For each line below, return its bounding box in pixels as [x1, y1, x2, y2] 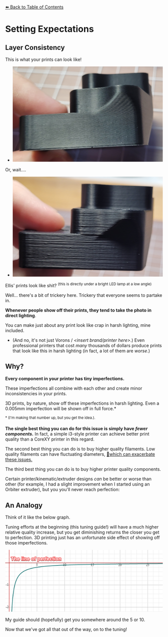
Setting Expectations [5, 23, 94, 35]
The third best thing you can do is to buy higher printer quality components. [5, 466, 161, 472]
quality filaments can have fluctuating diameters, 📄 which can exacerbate [5, 451, 155, 457]
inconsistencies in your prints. [5, 390, 67, 396]
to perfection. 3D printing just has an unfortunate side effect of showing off [5, 535, 160, 541]
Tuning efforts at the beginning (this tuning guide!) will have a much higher [5, 524, 159, 530]
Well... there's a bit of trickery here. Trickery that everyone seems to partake [5, 292, 162, 298]
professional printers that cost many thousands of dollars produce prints [12, 342, 162, 348]
